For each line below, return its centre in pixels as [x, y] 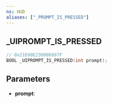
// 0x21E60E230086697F [34, 55]
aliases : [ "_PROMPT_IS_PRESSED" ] [48, 17]
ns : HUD [16, 12]
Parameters [28, 79]
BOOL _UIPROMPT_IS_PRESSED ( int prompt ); [57, 61]
